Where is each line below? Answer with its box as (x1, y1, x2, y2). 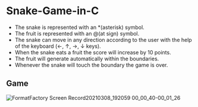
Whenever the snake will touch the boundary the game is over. (14, 61, 168, 69)
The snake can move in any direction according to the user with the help (14, 36, 192, 43)
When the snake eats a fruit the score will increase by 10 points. (14, 48, 171, 56)
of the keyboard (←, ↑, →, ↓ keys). (14, 43, 101, 50)
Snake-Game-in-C (6, 4, 99, 18)
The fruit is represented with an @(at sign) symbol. (14, 30, 140, 37)
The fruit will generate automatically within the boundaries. (14, 55, 159, 62)
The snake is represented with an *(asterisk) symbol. (14, 24, 144, 31)
